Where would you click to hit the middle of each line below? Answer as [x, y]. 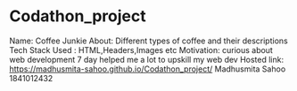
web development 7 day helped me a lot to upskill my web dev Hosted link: [146, 59]
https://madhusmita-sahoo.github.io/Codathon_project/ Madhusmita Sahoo [148, 69]
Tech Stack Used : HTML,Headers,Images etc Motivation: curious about [141, 49]
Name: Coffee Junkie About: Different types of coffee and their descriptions [148, 41]
